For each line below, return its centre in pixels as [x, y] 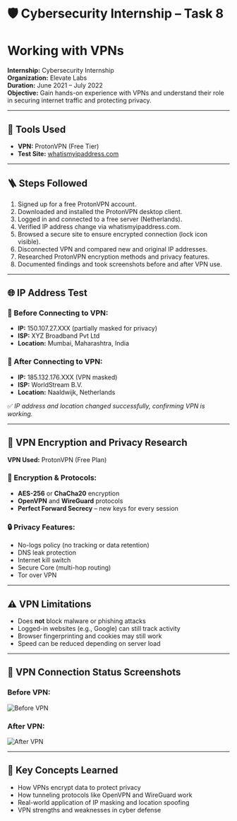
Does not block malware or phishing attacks [81, 621]
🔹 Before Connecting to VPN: [58, 313]
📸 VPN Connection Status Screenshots [94, 672]
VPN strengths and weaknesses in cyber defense [89, 810]
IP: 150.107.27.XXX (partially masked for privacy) [87, 329]
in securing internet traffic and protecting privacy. [79, 100]
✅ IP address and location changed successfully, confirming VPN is [106, 406]
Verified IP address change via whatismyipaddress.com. [99, 226]
